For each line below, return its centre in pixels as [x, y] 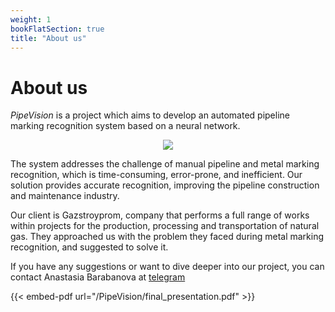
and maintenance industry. [65, 196]
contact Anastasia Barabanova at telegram [98, 277]
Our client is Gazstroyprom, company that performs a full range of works [160, 215]
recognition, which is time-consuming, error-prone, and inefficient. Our [156, 175]
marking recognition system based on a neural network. [125, 126]
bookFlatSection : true [57, 29]
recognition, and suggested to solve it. [89, 247]
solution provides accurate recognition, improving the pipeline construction [165, 185]
